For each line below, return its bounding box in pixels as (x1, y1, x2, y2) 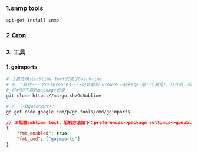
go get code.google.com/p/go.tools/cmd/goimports (6, 109, 131, 115)
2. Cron (6, 31, 27, 40)
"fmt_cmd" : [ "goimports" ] (16, 136, 81, 142)
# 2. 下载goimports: (6, 103, 55, 109)
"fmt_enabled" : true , (16, 131, 70, 136)
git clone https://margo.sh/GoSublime (6, 93, 101, 99)
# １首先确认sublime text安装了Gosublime (6, 76, 102, 82)
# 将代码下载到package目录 (6, 87, 65, 93)
